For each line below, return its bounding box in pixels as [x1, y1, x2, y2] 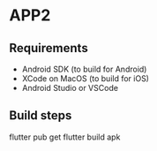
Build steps [9, 108, 72, 124]
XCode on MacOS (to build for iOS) [21, 73, 150, 84]
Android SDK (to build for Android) [21, 64, 147, 74]
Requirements [9, 41, 88, 56]
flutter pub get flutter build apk [9, 132, 121, 142]
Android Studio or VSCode [21, 83, 119, 93]
